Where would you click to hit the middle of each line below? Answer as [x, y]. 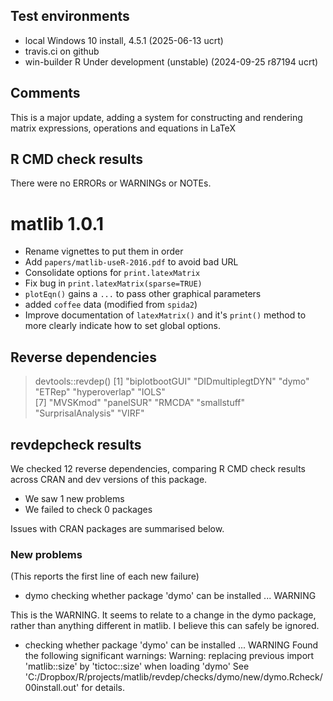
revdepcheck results [76, 444]
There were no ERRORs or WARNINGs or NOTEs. [111, 183]
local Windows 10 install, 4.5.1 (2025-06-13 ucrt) [124, 40]
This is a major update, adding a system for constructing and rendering [156, 117]
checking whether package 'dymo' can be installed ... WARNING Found [171, 645]
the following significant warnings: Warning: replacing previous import [169, 656]
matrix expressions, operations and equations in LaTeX [123, 128]
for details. [103, 688]
